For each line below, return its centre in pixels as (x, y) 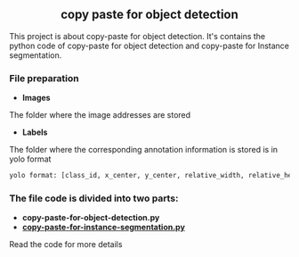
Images (36, 98)
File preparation (44, 78)
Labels (35, 132)
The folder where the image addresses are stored (100, 115)
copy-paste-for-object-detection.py (91, 218)
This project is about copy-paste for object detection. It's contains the (137, 36)
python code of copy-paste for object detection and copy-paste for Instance (149, 46)
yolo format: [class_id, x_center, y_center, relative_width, (127, 176)
